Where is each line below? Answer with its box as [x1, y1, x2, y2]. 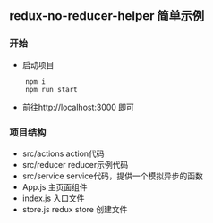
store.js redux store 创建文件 [21, 203, 128, 214]
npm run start [25, 85, 78, 94]
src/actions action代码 [21, 148, 105, 159]
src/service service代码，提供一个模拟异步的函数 [21, 170, 204, 181]
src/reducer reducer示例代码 [21, 159, 129, 169]
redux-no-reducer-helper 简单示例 [9, 8, 205, 24]
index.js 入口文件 [21, 193, 85, 203]
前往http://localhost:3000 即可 [21, 102, 134, 112]
